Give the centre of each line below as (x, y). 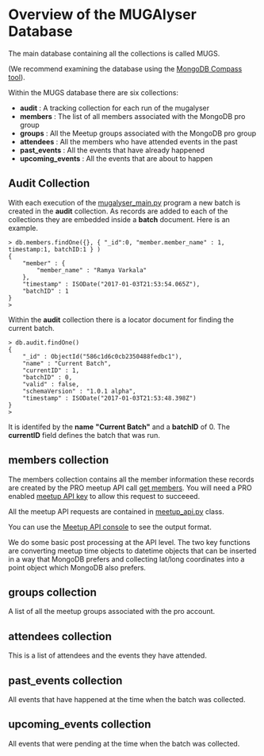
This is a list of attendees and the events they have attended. (108, 655)
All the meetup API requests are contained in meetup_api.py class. (116, 511)
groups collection (53, 592)
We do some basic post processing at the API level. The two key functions (130, 542)
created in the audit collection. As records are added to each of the (118, 211)
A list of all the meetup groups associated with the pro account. (112, 612)
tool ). (17, 77)
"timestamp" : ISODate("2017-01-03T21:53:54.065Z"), (111, 284)
